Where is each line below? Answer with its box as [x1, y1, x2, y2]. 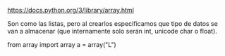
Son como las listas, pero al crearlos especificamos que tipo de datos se [7, 20, 219, 27]
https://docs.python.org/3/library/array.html [7, 6, 134, 14]
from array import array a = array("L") [7, 41, 116, 48]
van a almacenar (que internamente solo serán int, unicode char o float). [7, 27, 217, 35]
